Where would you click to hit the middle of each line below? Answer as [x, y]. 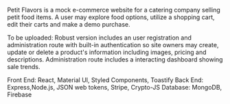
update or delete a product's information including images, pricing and [107, 52]
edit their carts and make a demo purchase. [69, 24]
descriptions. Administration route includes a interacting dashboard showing [115, 60]
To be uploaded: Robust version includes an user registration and [100, 38]
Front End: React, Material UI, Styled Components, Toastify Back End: [105, 80]
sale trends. [24, 67]
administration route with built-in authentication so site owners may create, [113, 45]
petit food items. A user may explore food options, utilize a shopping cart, [111, 17]
